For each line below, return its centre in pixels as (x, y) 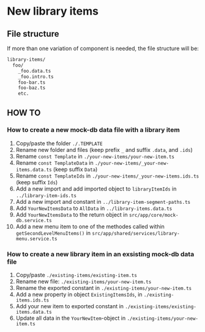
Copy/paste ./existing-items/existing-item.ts (76, 275)
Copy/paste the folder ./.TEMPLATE (59, 143)
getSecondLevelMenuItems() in (53, 233)
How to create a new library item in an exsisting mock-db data (101, 254)
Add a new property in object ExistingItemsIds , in (79, 295)
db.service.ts (34, 220)
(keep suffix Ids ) (37, 182)
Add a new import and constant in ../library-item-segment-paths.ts (103, 201)
